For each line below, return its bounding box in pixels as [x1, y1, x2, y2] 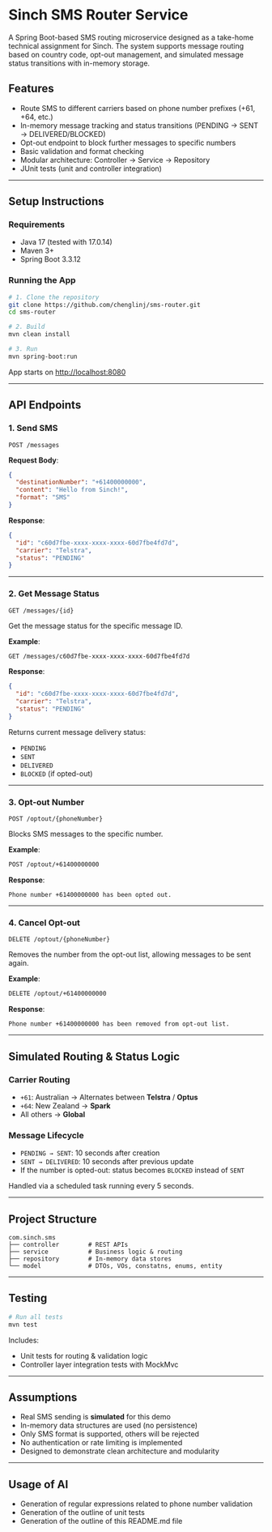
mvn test [8, 1321, 38, 1329]
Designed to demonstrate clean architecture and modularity [19, 1446, 220, 1456]
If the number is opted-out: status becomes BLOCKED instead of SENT [19, 1165, 245, 1176]
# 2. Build [8, 322, 45, 331]
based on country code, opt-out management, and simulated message [8, 49, 244, 59]
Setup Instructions [8, 194, 104, 208]
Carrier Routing [8, 1073, 70, 1085]
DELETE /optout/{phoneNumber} [8, 936, 111, 944]
